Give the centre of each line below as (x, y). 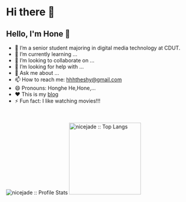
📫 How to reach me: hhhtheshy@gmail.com (68, 80)
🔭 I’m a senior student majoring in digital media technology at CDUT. (97, 48)
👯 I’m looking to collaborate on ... (54, 60)
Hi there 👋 (30, 12)
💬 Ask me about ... (37, 73)
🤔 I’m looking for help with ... (49, 67)
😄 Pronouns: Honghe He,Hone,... (55, 88)
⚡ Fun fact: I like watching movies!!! (57, 101)
